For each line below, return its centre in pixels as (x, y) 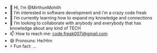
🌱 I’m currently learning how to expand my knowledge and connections (81, 18)
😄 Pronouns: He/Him (31, 41)
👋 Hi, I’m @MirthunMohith (35, 8)
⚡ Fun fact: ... (23, 46)
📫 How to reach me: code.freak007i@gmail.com (59, 34)
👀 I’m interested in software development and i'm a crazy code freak (78, 13)
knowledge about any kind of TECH (45, 28)
